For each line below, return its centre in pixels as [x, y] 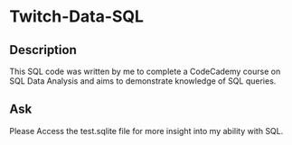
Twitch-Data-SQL [77, 17]
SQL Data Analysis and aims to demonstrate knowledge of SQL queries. [143, 81]
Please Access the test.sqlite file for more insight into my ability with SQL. [146, 131]
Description [43, 50]
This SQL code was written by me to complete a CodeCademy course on [145, 71]
